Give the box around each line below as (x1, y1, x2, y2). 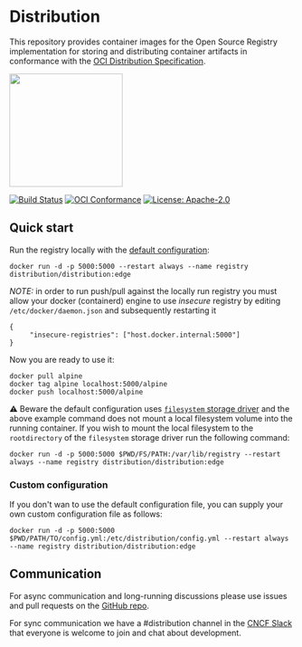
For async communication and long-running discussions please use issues (9, 590, 288, 601)
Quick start (9, 220, 74, 236)
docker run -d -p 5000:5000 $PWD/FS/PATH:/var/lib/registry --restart (9, 450, 281, 459)
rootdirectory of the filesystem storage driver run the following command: (9, 432, 290, 442)
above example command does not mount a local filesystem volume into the (9, 413, 293, 423)
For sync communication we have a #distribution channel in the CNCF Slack (9, 617, 292, 628)
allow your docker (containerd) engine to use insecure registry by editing (9, 295, 281, 306)
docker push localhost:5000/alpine (9, 387, 144, 396)
